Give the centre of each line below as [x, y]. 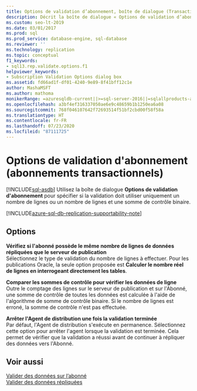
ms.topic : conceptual [33, 55]
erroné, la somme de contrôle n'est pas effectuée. [67, 307]
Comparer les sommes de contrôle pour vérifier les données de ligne [91, 282]
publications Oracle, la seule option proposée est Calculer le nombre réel [95, 264]
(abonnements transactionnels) [85, 173]
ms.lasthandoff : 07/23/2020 [40, 126]
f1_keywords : [22, 60]
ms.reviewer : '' [26, 45]
